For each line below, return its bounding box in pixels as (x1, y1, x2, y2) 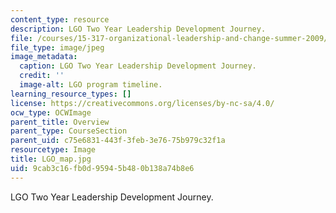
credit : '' (19, 71, 65, 81)
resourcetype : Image (10, 145, 97, 155)
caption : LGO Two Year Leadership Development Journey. (19, 61, 257, 71)
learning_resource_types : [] (10, 89, 132, 99)
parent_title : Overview (10, 117, 110, 127)
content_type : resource (10, 14, 110, 25)
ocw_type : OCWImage (10, 107, 92, 118)
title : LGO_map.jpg (10, 154, 92, 164)
